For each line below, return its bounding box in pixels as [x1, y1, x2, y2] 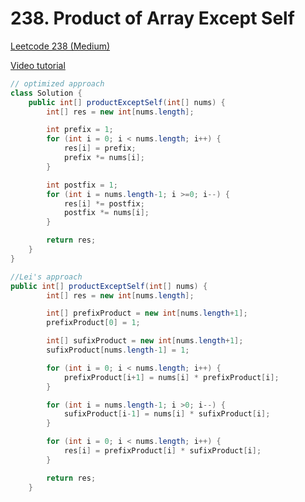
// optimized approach [10, 78, 105, 89]
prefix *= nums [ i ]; [63, 153, 145, 163]
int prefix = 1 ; [46, 125, 114, 135]
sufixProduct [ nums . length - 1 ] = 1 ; [46, 345, 190, 356]
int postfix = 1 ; [46, 180, 118, 190]
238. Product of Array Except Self [10, 7, 295, 30]
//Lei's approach [10, 272, 83, 282]
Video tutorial [10, 59, 66, 71]
